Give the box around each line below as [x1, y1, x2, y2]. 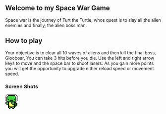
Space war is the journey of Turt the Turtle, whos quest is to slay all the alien [5, 17, 161, 23]
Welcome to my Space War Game [5, 4, 110, 12]
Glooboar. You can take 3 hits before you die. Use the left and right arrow [5, 55, 155, 61]
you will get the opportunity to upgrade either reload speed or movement [5, 65, 154, 71]
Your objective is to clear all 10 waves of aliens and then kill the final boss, [5, 49, 156, 56]
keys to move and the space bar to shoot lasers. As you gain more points [5, 60, 154, 66]
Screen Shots [5, 83, 39, 90]
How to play [5, 37, 43, 45]
